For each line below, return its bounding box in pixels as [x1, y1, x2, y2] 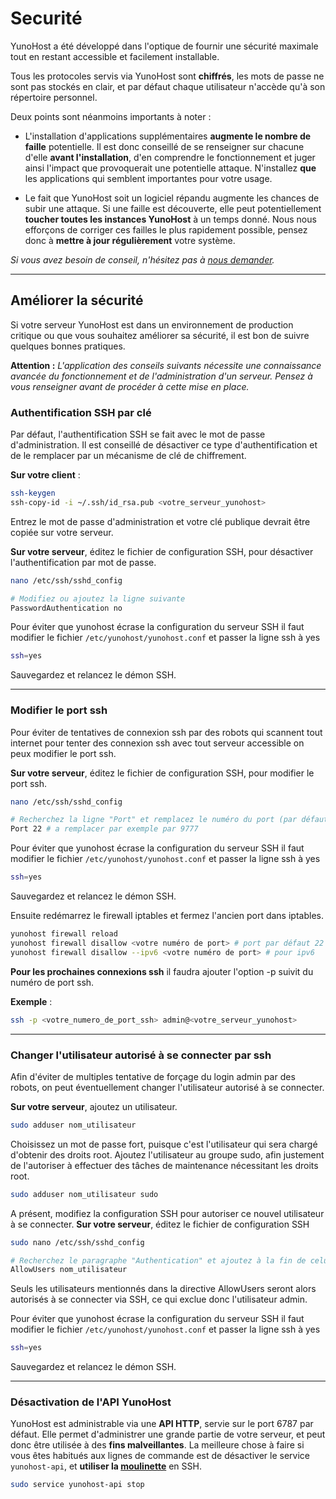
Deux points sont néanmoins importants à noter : [10, 110, 212, 122]
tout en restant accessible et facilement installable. [10, 50, 220, 62]
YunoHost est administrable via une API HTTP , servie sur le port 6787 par [10, 1418, 314, 1430]
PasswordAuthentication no [10, 603, 123, 613]
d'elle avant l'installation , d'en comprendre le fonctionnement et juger [24, 151, 316, 163]
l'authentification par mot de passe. [10, 556, 157, 568]
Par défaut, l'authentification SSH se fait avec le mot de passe [10, 428, 266, 441]
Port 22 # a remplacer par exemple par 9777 [10, 824, 199, 834]
